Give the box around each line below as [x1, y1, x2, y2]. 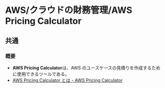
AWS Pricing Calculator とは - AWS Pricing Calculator [12, 77, 123, 83]
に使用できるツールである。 [12, 71, 70, 77]
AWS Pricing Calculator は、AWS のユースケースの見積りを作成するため [12, 65, 161, 71]
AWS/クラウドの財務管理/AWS [5, 4, 132, 16]
